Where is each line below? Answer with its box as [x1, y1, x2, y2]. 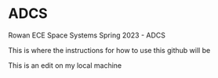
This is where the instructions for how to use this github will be [8, 45, 211, 55]
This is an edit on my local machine [8, 60, 122, 70]
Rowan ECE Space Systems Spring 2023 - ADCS [8, 30, 166, 40]
